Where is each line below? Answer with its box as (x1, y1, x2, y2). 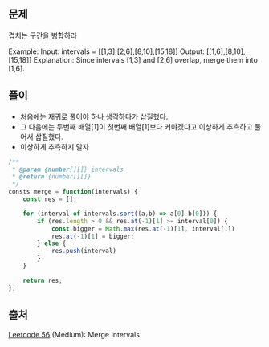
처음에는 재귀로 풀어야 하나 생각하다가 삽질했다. (19, 112, 169, 121)
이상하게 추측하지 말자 (19, 141, 90, 151)
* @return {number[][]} (11, 173, 92, 181)
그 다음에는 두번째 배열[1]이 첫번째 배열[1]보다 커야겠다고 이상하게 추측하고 (19, 121, 253, 131)
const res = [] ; (22, 195, 78, 203)
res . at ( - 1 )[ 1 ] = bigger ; (51, 232, 135, 240)
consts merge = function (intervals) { (8, 188, 138, 196)
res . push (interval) (51, 247, 116, 255)
